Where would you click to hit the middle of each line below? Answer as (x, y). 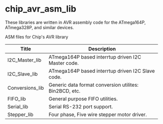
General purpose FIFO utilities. (83, 99)
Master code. (64, 63)
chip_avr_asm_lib (41, 9)
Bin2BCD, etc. (65, 91)
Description (102, 48)
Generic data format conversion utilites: (93, 85)
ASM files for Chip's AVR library (37, 37)
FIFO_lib (17, 99)
